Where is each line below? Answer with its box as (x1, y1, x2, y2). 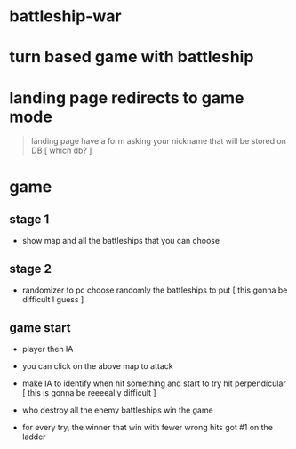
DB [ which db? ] (30, 145, 92, 156)
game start (9, 320, 71, 335)
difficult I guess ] (21, 294, 84, 305)
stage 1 (9, 212, 50, 227)
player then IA (21, 343, 74, 354)
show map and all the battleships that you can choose (21, 236, 220, 246)
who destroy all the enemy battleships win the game (21, 405, 213, 415)
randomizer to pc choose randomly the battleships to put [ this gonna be (21, 285, 288, 295)
